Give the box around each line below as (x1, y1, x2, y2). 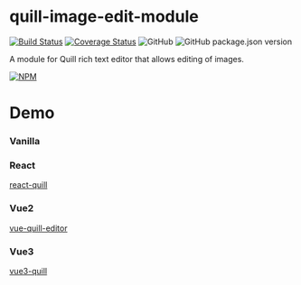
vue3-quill (9, 265, 48, 276)
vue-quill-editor (9, 223, 68, 234)
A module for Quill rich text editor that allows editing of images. (9, 53, 244, 64)
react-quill (9, 179, 48, 190)
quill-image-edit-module (9, 6, 199, 27)
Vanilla (9, 135, 41, 148)
